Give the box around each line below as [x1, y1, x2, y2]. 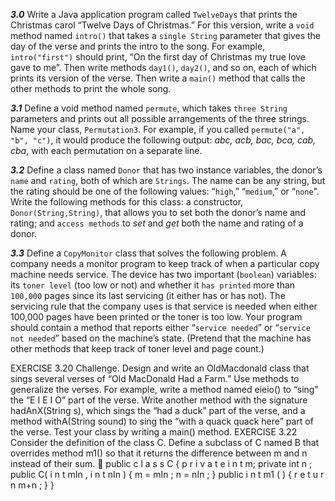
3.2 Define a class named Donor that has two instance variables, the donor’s [10, 164, 323, 176]
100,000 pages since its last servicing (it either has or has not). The [10, 290, 286, 301]
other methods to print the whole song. [10, 83, 172, 94]
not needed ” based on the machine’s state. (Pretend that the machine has [10, 332, 312, 344]
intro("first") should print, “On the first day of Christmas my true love [10, 51, 307, 63]
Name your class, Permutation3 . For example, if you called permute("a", [10, 124, 306, 135]
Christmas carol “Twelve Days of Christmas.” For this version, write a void [10, 19, 315, 31]
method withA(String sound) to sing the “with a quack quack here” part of [10, 415, 314, 427]
